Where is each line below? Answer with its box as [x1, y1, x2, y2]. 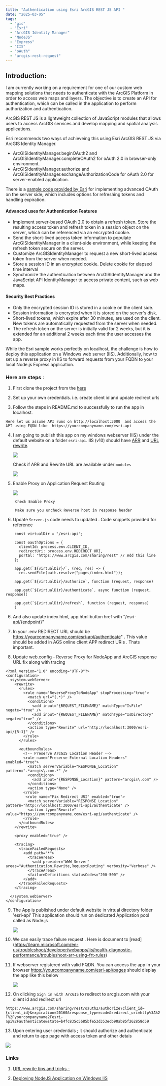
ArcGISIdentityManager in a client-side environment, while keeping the [12, 240, 157, 246]
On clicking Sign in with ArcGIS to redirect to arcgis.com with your [12, 991, 150, 997]
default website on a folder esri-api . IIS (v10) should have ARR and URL [12, 437, 159, 443]
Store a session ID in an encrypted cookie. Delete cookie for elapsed [12, 261, 152, 267]
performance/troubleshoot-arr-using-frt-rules [12, 952, 106, 958]
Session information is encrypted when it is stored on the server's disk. [12, 310, 157, 316]
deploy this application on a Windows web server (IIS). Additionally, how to [5, 351, 157, 357]
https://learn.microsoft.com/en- [14, 941, 79, 947]
